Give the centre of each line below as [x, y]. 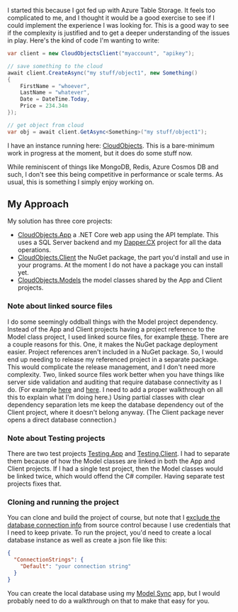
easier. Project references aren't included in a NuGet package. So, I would [115, 351]
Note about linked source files [60, 306]
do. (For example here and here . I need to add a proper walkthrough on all [115, 389]
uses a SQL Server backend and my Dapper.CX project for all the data [119, 242]
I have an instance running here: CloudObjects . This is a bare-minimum [111, 146]
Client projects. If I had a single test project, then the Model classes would [115, 469]
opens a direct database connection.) [62, 420]
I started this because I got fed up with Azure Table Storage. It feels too [112, 10]
